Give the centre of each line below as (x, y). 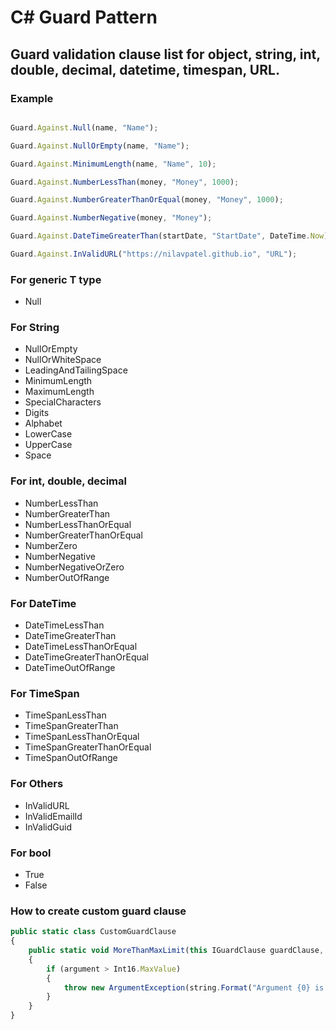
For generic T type (56, 279)
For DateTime (43, 603)
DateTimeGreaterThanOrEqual (87, 657)
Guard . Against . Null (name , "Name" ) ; (84, 127)
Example (32, 98)
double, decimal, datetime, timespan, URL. (145, 69)
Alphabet (43, 423)
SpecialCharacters (63, 402)
